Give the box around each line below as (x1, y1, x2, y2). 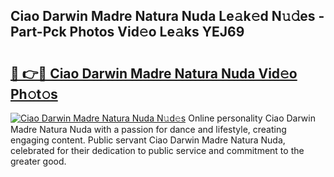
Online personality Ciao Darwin (188, 112, 316, 124)
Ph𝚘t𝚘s (10, 85, 58, 103)
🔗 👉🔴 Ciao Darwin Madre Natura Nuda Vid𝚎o (10, 65, 298, 82)
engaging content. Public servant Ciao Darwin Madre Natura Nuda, (10, 134, 286, 146)
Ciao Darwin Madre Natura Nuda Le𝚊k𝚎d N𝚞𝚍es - (10, 8, 325, 25)
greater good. (10, 155, 67, 167)
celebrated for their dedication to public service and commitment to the (10, 145, 305, 156)
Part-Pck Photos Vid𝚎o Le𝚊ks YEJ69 (10, 24, 245, 41)
